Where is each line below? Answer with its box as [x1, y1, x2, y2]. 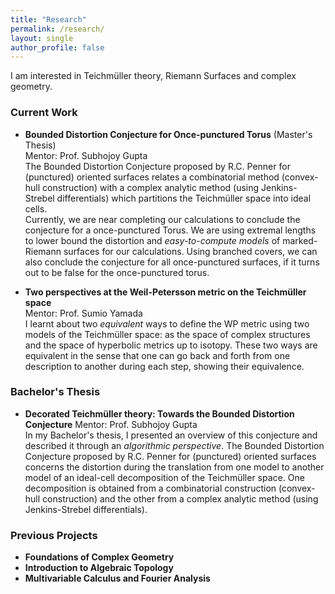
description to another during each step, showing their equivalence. [24, 360, 305, 372]
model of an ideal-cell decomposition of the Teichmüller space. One [24, 471, 305, 483]
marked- [282, 234, 318, 246]
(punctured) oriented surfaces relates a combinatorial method [24, 171, 280, 183]
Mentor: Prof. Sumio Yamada [24, 307, 143, 319]
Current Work [10, 106, 78, 120]
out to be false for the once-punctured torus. [24, 266, 210, 278]
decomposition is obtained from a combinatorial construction [24, 482, 277, 494]
